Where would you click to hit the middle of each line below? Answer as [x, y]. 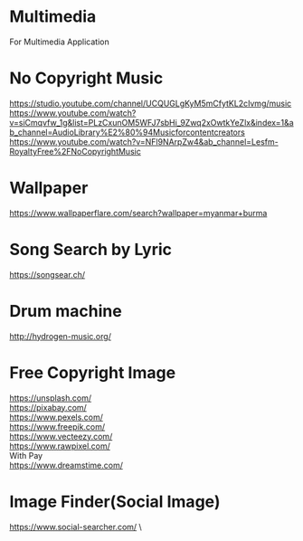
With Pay [26, 455]
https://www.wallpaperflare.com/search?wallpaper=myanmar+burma [138, 213]
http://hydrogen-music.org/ [60, 336]
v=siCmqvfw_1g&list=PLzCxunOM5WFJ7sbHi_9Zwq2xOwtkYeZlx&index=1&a [151, 122]
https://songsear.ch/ [47, 274]
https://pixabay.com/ [48, 407]
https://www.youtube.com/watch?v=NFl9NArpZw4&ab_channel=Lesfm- [144, 141]
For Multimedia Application [60, 42]
